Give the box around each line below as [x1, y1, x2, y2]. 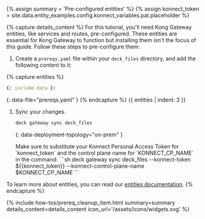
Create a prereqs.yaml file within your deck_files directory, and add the [15, 55, 196, 62]
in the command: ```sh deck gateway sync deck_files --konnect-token [15, 155, 191, 163]
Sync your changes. [15, 108, 66, 115]
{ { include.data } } [6, 85, 56, 91]
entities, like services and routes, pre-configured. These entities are [6, 30, 177, 37]
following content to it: [15, 61, 72, 69]
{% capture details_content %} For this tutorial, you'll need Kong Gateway [6, 24, 192, 31]
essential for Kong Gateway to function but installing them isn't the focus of [6, 37, 196, 43]
